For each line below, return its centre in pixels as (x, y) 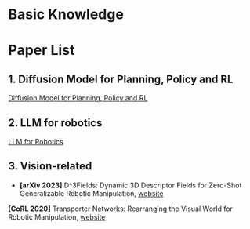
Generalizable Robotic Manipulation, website (91, 193)
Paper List (42, 51)
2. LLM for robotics (55, 123)
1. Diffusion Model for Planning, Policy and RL (121, 79)
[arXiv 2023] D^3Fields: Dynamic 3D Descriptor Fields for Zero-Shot (130, 185)
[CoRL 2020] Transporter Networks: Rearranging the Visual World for (121, 209)
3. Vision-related (50, 166)
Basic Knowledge (66, 15)
